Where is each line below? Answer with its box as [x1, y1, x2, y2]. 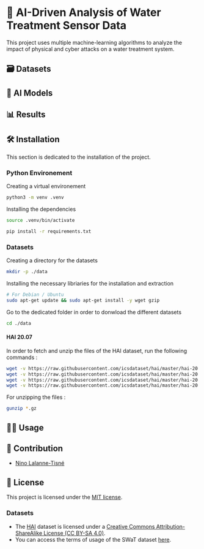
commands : [6, 354, 38, 361]
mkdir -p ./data [6, 269, 48, 275]
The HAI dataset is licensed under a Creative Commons [15, 523, 155, 530]
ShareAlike [15, 529, 43, 537]
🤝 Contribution [6, 444, 63, 453]
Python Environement [6, 168, 73, 177]
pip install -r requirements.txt [6, 228, 92, 235]
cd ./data [6, 320, 32, 327]
